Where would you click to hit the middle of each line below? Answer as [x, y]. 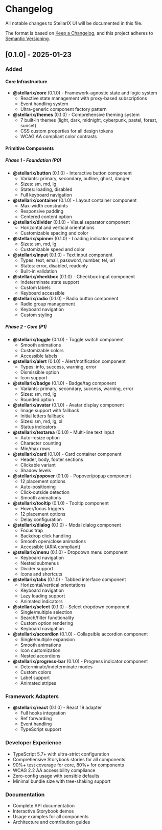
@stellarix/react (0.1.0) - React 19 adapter [57, 708]
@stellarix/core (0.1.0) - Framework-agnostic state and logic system [85, 93]
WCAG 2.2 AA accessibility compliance [54, 770]
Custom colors [36, 672]
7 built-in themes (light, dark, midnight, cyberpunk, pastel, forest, [89, 120]
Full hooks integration [43, 713]
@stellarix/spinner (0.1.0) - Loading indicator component [73, 239]
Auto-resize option [40, 437]
